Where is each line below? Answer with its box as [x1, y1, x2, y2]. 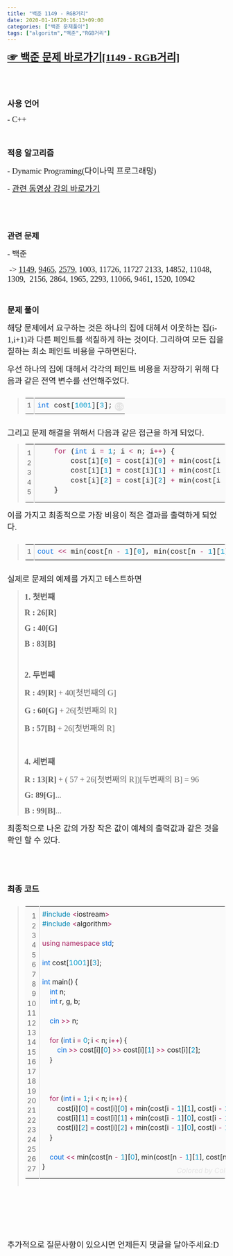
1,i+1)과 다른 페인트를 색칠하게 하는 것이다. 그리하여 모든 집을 [7, 334, 224, 345]
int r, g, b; [49, 996, 80, 1006]
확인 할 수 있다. [7, 835, 60, 845]
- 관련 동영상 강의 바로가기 [7, 184, 101, 194]
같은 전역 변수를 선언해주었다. [24, 376, 130, 386]
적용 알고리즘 [7, 148, 54, 158]
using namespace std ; [42, 938, 114, 948]
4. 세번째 [24, 756, 55, 767]
